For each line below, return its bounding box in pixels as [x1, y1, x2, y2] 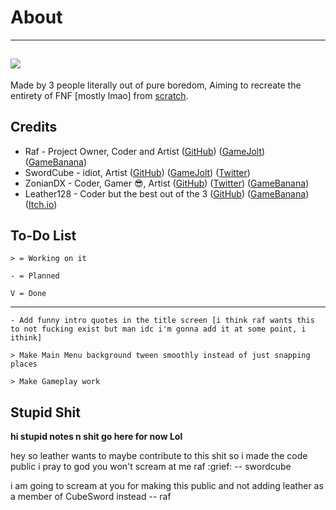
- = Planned [10, 271, 60, 281]
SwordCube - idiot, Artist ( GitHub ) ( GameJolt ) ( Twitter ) [24, 166, 251, 178]
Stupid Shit [10, 404, 81, 421]
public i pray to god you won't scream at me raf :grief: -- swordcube [10, 461, 292, 473]
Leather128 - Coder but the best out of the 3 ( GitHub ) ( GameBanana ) [24, 187, 310, 200]
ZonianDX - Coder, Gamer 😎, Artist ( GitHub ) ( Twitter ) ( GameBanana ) [24, 177, 310, 189]
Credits [10, 119, 58, 136]
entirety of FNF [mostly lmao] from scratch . [10, 89, 189, 101]
